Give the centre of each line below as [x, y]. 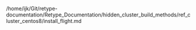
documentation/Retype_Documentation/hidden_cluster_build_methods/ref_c [98, 15]
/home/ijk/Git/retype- [32, 9]
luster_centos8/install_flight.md [44, 21]
